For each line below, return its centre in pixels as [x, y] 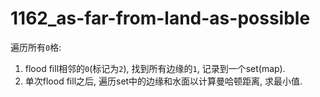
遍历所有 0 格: [36, 47]
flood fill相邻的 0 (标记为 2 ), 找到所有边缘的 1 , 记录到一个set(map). [155, 68]
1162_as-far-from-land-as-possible [160, 18]
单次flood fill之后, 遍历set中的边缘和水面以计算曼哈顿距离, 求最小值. [163, 81]
